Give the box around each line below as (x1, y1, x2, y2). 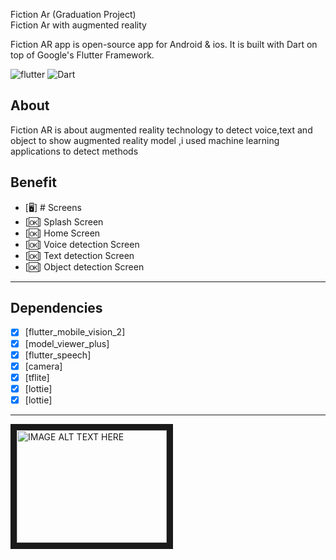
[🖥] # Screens (24, 201, 82, 213)
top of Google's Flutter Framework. (10, 49, 155, 61)
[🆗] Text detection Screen (24, 249, 135, 261)
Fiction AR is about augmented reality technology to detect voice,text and (10, 124, 313, 136)
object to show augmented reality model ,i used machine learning (10, 134, 280, 146)
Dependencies (10, 300, 103, 317)
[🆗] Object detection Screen (24, 260, 145, 273)
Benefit (10, 174, 57, 191)
